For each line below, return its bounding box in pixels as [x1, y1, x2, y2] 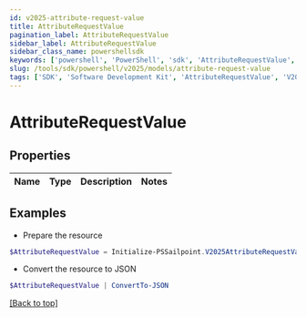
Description [80, 175, 132, 188]
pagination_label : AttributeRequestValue [9, 30, 169, 39]
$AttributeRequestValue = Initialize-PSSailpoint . [9, 247, 206, 256]
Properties [9, 148, 71, 164]
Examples [9, 206, 66, 221]
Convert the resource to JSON [22, 263, 137, 274]
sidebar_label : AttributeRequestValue [9, 38, 157, 48]
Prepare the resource [22, 230, 103, 240]
